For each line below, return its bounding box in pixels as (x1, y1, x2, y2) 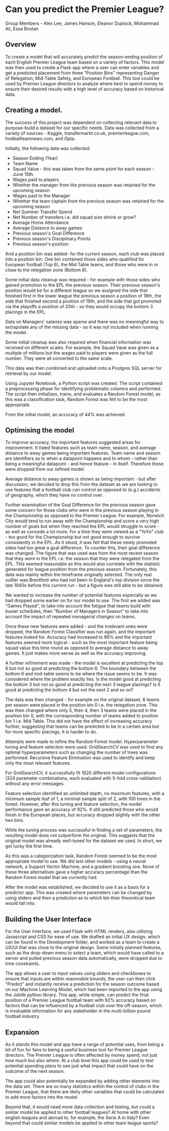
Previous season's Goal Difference (12, 230, 85, 236)
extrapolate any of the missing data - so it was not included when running (5, 324, 158, 330)
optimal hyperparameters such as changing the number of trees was (5, 749, 148, 756)
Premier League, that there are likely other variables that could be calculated (5, 1089, 164, 1095)
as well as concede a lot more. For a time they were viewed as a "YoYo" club (5, 529, 164, 535)
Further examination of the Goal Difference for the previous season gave (5, 502, 156, 508)
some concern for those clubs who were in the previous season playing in (5, 507, 159, 513)
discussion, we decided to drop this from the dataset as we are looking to (5, 481, 158, 487)
